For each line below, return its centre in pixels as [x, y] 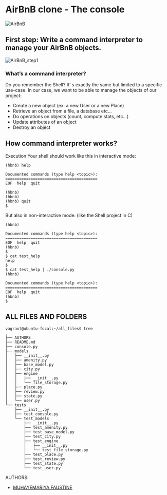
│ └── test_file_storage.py [56, 450]
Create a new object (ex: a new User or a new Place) [68, 106]
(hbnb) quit [18, 201]
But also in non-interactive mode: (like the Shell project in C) [69, 215]
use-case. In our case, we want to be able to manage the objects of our [81, 90]
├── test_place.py [43, 454]
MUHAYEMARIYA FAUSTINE [43, 487]
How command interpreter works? [61, 144]
